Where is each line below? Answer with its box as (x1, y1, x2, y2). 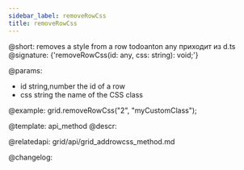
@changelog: (8, 152, 53, 162)
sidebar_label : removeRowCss (8, 11, 107, 20)
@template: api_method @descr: (8, 121, 117, 131)
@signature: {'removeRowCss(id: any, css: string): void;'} (8, 50, 199, 60)
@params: (8, 65, 43, 75)
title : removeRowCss (8, 19, 78, 27)
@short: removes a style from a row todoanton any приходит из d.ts (8, 41, 236, 51)
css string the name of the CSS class (19, 89, 144, 99)
